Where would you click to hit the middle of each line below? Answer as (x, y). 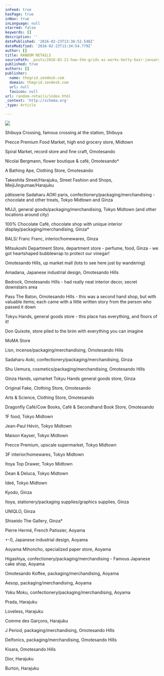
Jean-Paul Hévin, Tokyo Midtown (39, 426)
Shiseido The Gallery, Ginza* (34, 521)
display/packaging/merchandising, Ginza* (47, 229)
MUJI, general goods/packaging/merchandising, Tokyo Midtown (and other (81, 209)
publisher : (16, 73)
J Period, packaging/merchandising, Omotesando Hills (60, 630)
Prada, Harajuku (21, 602)
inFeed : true (18, 10)
